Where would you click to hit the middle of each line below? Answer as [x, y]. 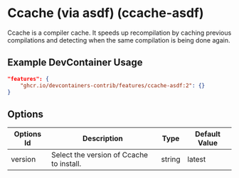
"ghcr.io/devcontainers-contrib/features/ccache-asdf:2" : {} [112, 85]
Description [103, 138]
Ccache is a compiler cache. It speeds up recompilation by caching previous [119, 33]
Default [207, 134]
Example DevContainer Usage [75, 63]
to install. [66, 164]
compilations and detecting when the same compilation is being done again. [119, 40]
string [171, 160]
